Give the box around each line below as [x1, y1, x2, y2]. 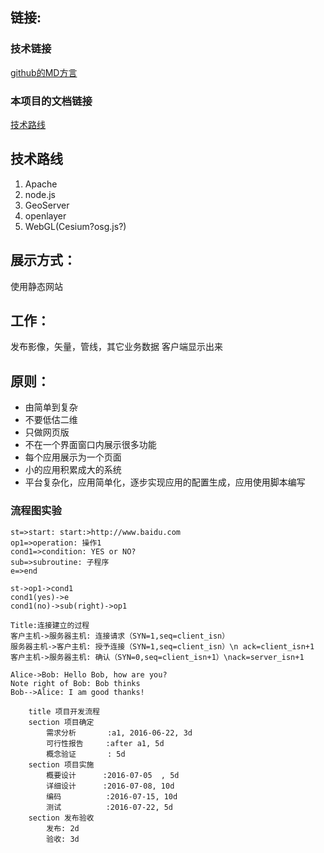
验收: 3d [46, 834, 80, 844]
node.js [24, 188, 57, 200]
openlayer [24, 209, 67, 222]
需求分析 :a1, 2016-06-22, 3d [46, 728, 193, 738]
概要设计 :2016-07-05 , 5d [46, 770, 180, 780]
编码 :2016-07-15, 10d [46, 791, 178, 802]
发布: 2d [46, 823, 80, 833]
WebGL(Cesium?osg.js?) [24, 220, 127, 232]
